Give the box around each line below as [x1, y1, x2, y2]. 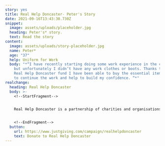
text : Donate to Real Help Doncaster [14, 133, 91, 139]
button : [9, 124, 26, 130]
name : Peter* [9, 48, 36, 53]
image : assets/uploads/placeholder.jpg [9, 25, 91, 30]
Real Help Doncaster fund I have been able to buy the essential [14, 71, 151, 76]
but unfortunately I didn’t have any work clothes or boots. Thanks [14, 67, 157, 72]
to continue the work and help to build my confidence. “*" [14, 75, 139, 80]
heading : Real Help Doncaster [9, 84, 71, 90]
